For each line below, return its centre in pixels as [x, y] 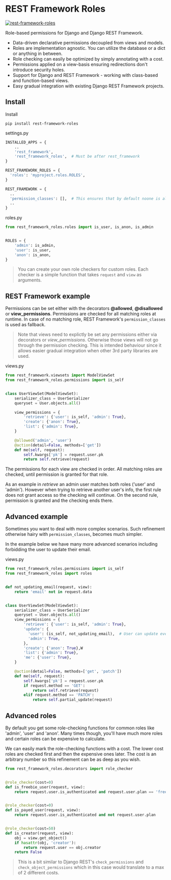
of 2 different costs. [38, 873]
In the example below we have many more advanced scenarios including [81, 544]
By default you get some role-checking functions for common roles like [80, 728]
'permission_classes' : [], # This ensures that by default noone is [85, 198]
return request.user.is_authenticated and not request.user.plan [85, 815]
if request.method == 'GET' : [54, 686]
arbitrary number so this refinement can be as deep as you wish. [73, 759]
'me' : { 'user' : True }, [48, 658]
